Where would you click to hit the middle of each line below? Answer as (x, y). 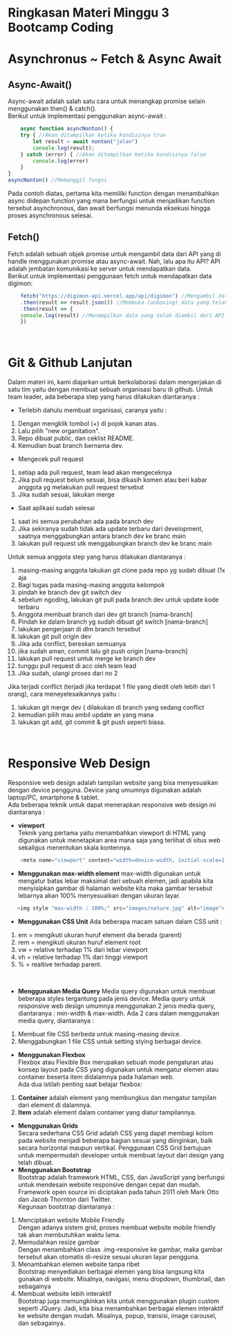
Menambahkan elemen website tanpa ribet (79, 1264)
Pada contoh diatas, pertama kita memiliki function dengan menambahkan (114, 193)
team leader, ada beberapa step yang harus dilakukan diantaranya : (104, 397)
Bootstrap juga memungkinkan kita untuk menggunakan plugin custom (119, 1301)
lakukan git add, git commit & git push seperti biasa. (92, 722)
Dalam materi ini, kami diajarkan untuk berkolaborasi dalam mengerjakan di (115, 382)
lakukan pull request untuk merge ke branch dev (87, 658)
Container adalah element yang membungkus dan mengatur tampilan (117, 1097)
